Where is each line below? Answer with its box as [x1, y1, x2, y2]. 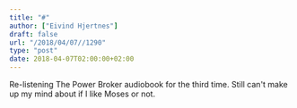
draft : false [9, 29, 58, 38]
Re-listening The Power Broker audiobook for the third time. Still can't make [9, 79, 289, 89]
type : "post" [9, 46, 58, 55]
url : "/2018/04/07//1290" [9, 37, 106, 47]
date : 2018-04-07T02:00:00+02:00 [9, 54, 135, 63]
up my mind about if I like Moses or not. [9, 88, 155, 99]
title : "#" [9, 12, 50, 22]
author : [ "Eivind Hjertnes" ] [9, 21, 118, 30]
